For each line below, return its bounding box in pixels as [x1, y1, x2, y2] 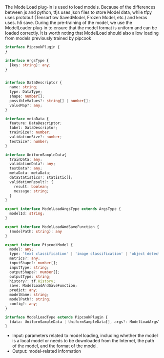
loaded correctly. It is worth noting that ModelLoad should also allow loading [5, 30, 159, 36]
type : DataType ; [9, 89, 42, 94]
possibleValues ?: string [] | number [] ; [9, 98, 91, 103]
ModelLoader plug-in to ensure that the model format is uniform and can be [5, 25, 157, 31]
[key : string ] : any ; [9, 63, 51, 67]
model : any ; [9, 247, 34, 252]
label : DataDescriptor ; [9, 126, 58, 130]
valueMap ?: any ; [9, 103, 42, 108]
